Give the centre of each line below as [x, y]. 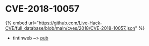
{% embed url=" [22, 23]
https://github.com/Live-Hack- [70, 23]
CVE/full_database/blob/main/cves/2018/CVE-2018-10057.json [70, 28]
